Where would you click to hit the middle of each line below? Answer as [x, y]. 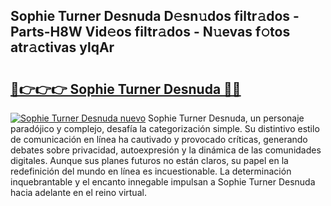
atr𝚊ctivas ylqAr [62, 47]
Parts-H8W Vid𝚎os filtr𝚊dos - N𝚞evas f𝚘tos [150, 32]
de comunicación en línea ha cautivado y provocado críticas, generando [159, 139]
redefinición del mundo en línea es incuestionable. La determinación [151, 171]
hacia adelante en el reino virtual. [78, 192]
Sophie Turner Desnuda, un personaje [226, 118]
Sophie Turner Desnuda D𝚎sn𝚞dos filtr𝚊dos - [155, 16]
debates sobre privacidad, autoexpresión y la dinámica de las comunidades [166, 150]
